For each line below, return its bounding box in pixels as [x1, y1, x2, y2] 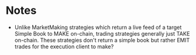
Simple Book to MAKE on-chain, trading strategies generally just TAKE [14, 30, 191, 37]
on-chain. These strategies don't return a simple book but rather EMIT [14, 36, 190, 44]
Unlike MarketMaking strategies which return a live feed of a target [14, 24, 182, 31]
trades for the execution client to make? [14, 43, 114, 50]
